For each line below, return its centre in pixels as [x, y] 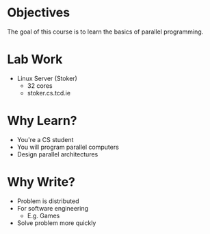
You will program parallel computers [68, 147]
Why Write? [41, 182]
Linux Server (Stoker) [47, 78]
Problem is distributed [48, 201]
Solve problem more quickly [56, 223]
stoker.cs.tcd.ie [49, 93]
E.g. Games [43, 215]
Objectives [39, 13]
